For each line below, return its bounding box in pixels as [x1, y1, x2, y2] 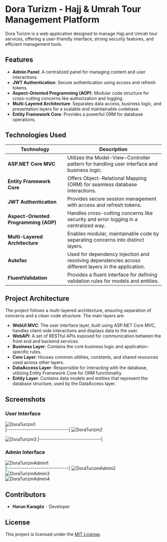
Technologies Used [5, 131, 66, 139]
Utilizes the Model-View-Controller [67, 154, 151, 161]
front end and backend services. [12, 338, 80, 344]
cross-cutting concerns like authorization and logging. [12, 95, 124, 101]
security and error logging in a [67, 216, 138, 223]
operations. [12, 116, 36, 123]
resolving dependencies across [67, 257, 141, 264]
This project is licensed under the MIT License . [5, 531, 101, 537]
